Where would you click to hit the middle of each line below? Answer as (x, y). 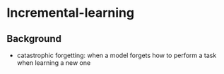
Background (34, 39)
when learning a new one (54, 63)
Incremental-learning (71, 13)
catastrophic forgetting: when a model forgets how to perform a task (117, 55)
